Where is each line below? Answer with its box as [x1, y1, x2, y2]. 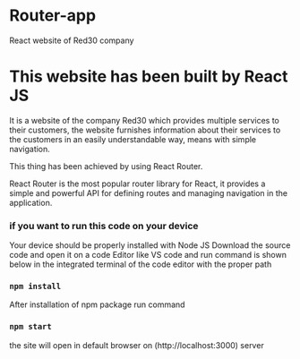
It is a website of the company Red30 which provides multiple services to [9, 115, 279, 125]
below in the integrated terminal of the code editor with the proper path [9, 259, 272, 269]
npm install [9, 281, 62, 292]
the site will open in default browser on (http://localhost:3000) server [9, 339, 264, 350]
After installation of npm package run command [9, 299, 185, 310]
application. [9, 197, 53, 208]
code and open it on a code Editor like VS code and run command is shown [9, 250, 287, 261]
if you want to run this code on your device [9, 219, 199, 232]
